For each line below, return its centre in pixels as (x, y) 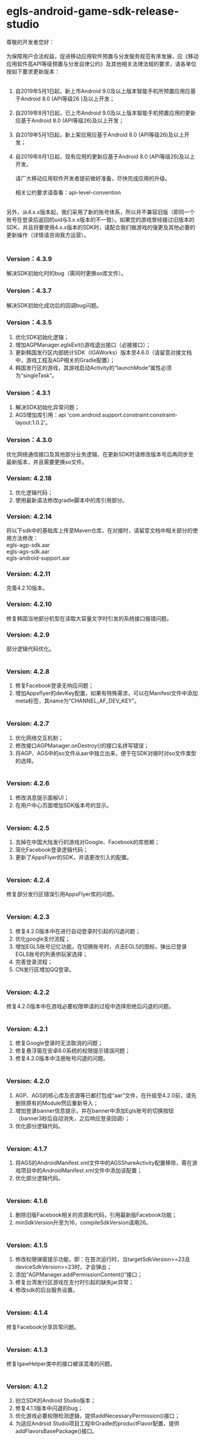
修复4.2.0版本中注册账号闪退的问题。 (62, 1058)
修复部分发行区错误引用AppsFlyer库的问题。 (62, 894)
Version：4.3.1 (28, 393)
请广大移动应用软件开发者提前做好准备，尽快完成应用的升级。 (93, 178)
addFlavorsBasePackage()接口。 (56, 1431)
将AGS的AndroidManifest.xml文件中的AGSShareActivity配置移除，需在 (103, 1162)
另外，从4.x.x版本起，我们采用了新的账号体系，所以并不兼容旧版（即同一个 (101, 212)
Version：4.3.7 (29, 291)
